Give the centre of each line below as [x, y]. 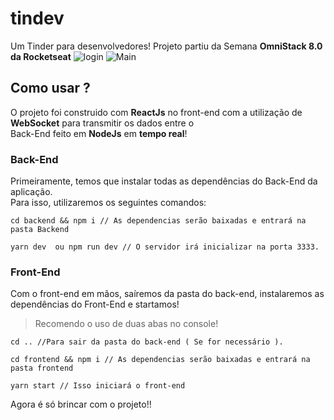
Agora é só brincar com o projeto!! [81, 404]
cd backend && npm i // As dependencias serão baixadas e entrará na [158, 221]
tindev [37, 18]
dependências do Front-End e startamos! [95, 304]
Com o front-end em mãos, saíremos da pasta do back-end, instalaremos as [167, 294]
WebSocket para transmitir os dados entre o [102, 123]
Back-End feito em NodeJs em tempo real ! [99, 133]
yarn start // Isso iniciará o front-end [98, 386]
